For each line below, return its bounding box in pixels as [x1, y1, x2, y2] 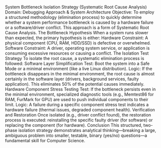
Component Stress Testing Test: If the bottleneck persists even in [26, 87, 156, 92]
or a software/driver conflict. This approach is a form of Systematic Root [5, 25, 149, 30]
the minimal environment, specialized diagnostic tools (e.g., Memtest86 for [5, 91, 154, 97]
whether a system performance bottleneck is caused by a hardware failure [5, 19, 154, 25]
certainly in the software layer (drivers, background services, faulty [5, 76, 139, 82]
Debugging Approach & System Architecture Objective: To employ [22, 9, 155, 15]
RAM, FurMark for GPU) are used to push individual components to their [5, 97, 148, 102]
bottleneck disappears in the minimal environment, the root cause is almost [5, 71, 155, 76]
